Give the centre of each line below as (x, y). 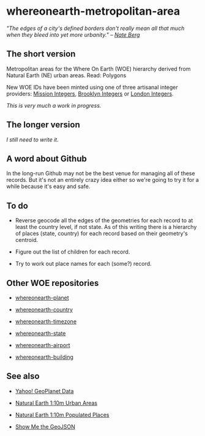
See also (23, 376)
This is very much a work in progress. (54, 105)
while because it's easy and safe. (48, 186)
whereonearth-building (44, 357)
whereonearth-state (40, 333)
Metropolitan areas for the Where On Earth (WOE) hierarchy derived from (99, 69)
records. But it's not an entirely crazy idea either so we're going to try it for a (102, 180)
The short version (41, 54)
